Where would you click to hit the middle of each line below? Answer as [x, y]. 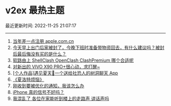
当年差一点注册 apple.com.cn [43, 41]
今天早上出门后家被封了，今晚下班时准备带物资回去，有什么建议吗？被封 [88, 47]
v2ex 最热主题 [35, 10]
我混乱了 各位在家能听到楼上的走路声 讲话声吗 [61, 98]
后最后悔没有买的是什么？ [39, 54]
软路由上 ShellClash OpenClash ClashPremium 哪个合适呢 [73, 60]
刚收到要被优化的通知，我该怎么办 [48, 86]
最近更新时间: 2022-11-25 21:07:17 [41, 25]
